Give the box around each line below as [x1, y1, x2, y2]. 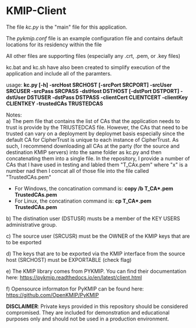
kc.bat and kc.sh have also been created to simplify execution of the [6, 63, 170, 71]
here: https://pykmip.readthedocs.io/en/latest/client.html [6, 274, 142, 281]
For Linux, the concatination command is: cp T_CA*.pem [14, 197, 152, 204]
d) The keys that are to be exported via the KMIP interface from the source [6, 250, 185, 257]
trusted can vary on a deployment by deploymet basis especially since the [6, 130, 185, 137]
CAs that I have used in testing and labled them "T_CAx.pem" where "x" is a [6, 161, 188, 168]
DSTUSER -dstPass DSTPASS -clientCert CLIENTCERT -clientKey [27, 94, 188, 101]
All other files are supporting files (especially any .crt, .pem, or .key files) [6, 52, 181, 59]
